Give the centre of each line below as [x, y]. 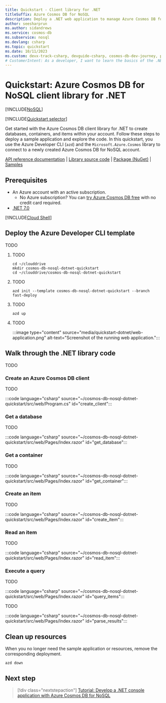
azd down [14, 663]
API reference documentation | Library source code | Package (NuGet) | [78, 159]
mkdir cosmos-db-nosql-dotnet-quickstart [55, 268]
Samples [14, 165]
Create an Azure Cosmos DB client [47, 378]
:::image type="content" [37, 332]
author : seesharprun [26, 24]
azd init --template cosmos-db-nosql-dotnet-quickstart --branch [81, 291]
